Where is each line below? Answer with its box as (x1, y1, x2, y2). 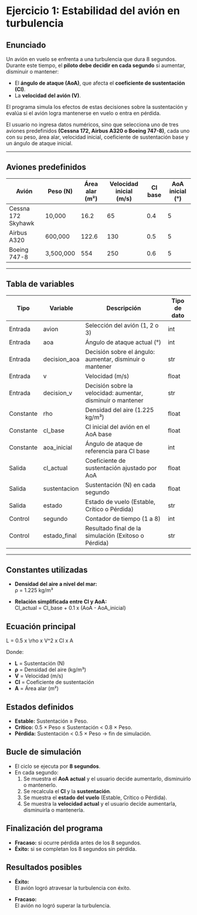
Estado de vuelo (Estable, (84, 497, 155, 506)
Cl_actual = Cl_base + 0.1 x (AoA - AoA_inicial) (14, 605, 126, 612)
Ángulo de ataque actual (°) (84, 338, 161, 346)
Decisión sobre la (84, 381, 133, 389)
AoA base (84, 430, 113, 438)
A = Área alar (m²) (14, 685, 59, 692)
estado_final (43, 531, 77, 539)
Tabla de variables (6, 279, 74, 289)
